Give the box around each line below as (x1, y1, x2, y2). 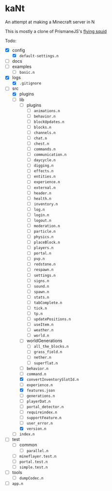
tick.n (33, 305, 48, 311)
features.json (26, 388, 55, 393)
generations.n (26, 393, 55, 398)
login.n (33, 212, 49, 218)
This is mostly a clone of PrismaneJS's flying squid (5, 28, 107, 34)
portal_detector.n (26, 405, 64, 409)
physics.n (33, 235, 54, 239)
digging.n (33, 163, 54, 168)
